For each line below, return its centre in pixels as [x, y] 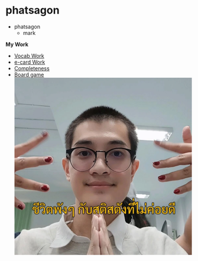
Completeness [32, 68]
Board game [29, 74]
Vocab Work [29, 56]
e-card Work [30, 62]
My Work [17, 44]
